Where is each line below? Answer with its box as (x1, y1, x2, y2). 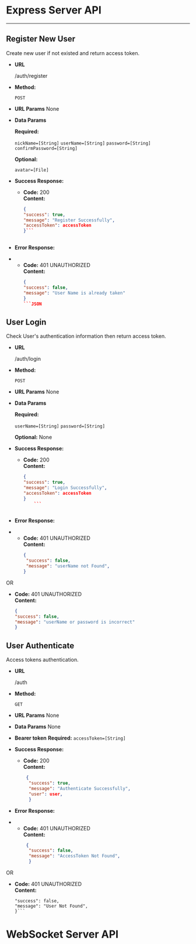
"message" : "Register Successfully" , (23, 217, 116, 223)
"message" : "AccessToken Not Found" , (28, 853, 121, 859)
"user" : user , (28, 791, 63, 797)
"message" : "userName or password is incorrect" (14, 619, 135, 625)
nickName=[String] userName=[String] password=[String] (14, 140, 151, 146)
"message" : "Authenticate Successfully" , (28, 785, 131, 791)
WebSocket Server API (6, 928, 118, 941)
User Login (6, 317, 47, 327)
